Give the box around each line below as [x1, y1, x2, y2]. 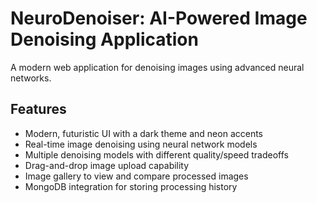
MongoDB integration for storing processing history [24, 180, 238, 192]
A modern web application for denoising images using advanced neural [10, 61, 305, 73]
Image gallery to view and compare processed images [24, 170, 249, 182]
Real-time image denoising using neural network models [24, 138, 258, 150]
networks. [10, 72, 52, 84]
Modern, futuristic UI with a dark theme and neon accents [24, 127, 264, 139]
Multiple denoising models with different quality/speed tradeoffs [24, 148, 289, 161]
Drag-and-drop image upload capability [24, 159, 190, 171]
